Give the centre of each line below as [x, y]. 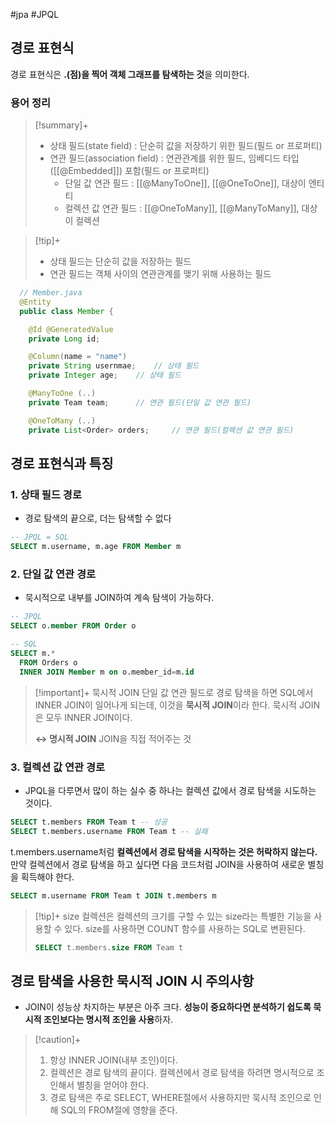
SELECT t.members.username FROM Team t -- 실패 [109, 831]
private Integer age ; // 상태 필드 [105, 375]
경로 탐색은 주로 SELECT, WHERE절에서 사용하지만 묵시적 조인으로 [180, 1098]
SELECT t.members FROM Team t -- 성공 [89, 822]
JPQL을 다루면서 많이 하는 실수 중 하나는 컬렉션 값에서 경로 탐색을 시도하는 [170, 790]
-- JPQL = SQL [40, 537]
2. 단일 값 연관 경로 [53, 574]
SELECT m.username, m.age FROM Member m [96, 547]
